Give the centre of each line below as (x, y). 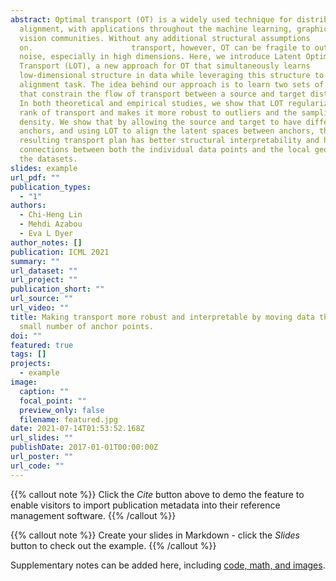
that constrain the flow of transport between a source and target (163, 94)
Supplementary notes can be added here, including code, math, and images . (168, 565)
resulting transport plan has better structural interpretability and (169, 141)
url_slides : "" (42, 438)
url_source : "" (42, 299)
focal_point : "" (53, 401)
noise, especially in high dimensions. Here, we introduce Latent (160, 57)
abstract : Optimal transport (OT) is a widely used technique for (151, 19)
